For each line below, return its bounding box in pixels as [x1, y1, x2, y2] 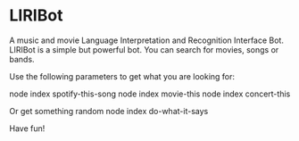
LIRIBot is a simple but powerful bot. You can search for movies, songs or [9, 44, 279, 54]
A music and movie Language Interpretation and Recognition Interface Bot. [9, 35, 284, 46]
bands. [9, 54, 35, 64]
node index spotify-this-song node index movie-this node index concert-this [9, 88, 291, 99]
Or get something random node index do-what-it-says [9, 105, 209, 116]
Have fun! [9, 122, 46, 134]
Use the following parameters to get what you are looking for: [9, 70, 235, 81]
